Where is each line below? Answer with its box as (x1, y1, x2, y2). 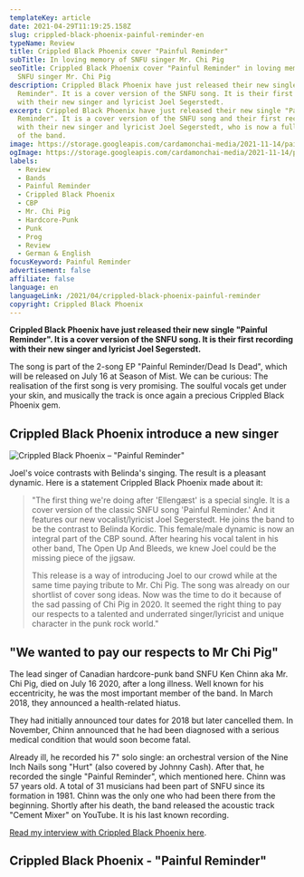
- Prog (17, 232, 43, 241)
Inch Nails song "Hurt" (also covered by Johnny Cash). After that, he (9, 762, 265, 772)
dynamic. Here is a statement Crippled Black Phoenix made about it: (9, 477, 263, 488)
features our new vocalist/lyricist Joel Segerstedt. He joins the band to (31, 514, 295, 525)
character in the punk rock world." (31, 618, 159, 630)
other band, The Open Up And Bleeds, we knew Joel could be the (31, 543, 277, 554)
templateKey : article (9, 13, 91, 23)
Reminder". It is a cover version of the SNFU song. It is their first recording (9, 334, 294, 345)
